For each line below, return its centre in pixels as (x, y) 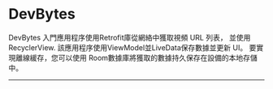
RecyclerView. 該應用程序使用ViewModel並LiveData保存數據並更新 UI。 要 (132, 47)
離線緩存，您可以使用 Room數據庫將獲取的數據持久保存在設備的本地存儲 (136, 57)
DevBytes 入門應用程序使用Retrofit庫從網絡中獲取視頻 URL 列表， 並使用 (130, 37)
